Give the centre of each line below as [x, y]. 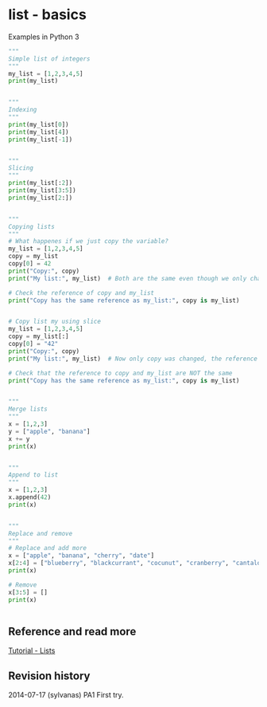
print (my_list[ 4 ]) [39, 132]
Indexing [23, 110]
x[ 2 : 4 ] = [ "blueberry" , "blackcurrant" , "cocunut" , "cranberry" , [118, 564]
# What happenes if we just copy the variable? [89, 242]
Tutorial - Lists [32, 650]
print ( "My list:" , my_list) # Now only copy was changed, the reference [133, 359]
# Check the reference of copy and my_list [81, 293]
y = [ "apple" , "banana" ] [49, 431]
